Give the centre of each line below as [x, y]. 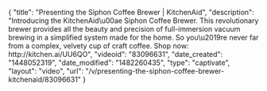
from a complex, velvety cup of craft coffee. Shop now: [99, 46]
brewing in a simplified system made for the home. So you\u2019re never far [133, 37]
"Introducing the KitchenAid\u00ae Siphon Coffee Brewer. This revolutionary [133, 21]
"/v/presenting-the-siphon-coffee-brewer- [155, 71]
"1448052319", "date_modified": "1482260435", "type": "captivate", [119, 63]
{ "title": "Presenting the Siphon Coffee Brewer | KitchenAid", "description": [131, 12]
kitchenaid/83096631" [45, 80]
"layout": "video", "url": [46, 71]
